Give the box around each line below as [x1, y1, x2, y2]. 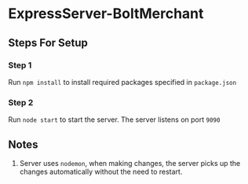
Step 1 [8, 60, 32, 71]
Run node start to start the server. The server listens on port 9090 [8, 115, 221, 124]
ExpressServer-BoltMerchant [8, 5, 204, 23]
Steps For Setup [8, 36, 89, 50]
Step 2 [8, 97, 34, 108]
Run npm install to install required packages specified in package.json [8, 77, 237, 86]
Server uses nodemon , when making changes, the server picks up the [19, 158, 241, 167]
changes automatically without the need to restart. [19, 167, 183, 176]
